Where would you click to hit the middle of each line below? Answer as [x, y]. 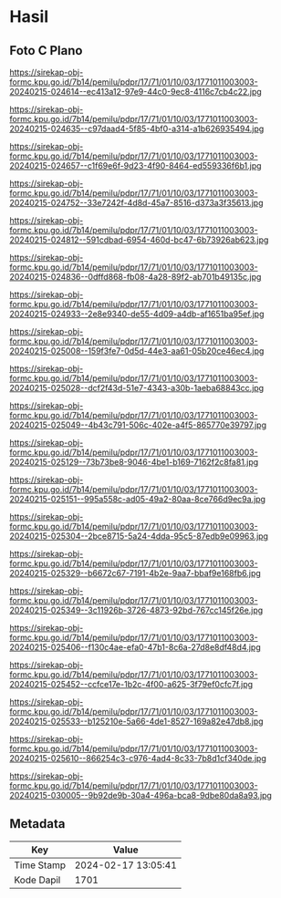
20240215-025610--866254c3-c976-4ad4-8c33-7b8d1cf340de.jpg [138, 758]
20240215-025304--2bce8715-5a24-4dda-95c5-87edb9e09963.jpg [139, 536]
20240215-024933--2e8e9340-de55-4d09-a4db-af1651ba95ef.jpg [137, 314]
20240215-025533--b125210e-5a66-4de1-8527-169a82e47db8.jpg [136, 721]
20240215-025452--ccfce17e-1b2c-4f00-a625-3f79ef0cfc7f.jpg [131, 684]
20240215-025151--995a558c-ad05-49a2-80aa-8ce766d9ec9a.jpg [138, 499]
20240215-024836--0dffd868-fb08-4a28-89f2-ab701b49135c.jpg [135, 277]
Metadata [37, 824]
